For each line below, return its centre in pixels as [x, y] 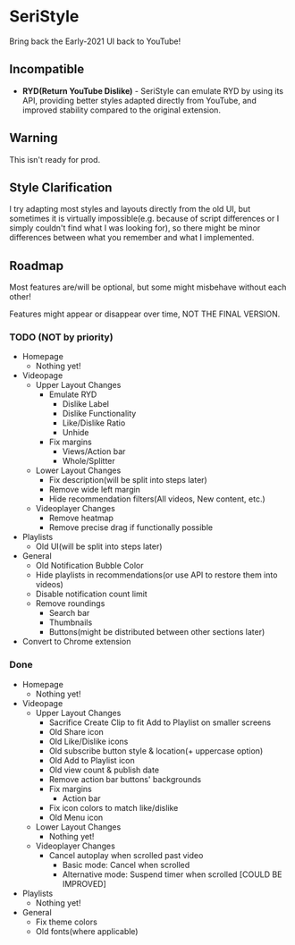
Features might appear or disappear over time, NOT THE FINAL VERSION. [145, 314]
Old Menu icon [76, 817]
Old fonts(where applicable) [87, 931]
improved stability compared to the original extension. [122, 110]
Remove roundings [70, 603]
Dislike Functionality [99, 414]
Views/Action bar [94, 451]
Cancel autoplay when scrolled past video [126, 855]
